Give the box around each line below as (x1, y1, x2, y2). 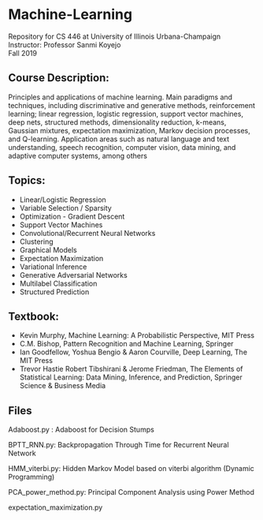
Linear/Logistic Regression (19, 195, 106, 204)
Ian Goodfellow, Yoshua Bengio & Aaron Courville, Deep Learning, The (19, 347, 248, 357)
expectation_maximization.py (8, 503, 103, 512)
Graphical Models (19, 245, 77, 254)
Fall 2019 (8, 48, 38, 58)
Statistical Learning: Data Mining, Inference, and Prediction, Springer (19, 372, 243, 382)
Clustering (19, 237, 54, 246)
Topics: (8, 174, 46, 187)
